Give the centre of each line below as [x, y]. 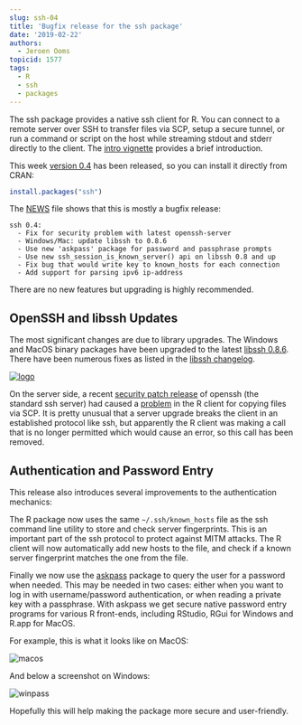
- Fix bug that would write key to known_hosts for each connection [149, 265]
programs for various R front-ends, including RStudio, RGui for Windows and [151, 614]
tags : [19, 69]
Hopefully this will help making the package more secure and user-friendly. [149, 711]
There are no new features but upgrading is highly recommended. [132, 289]
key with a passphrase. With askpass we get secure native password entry [148, 604]
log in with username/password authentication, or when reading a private [146, 594]
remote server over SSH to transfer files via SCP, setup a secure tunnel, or [147, 128]
